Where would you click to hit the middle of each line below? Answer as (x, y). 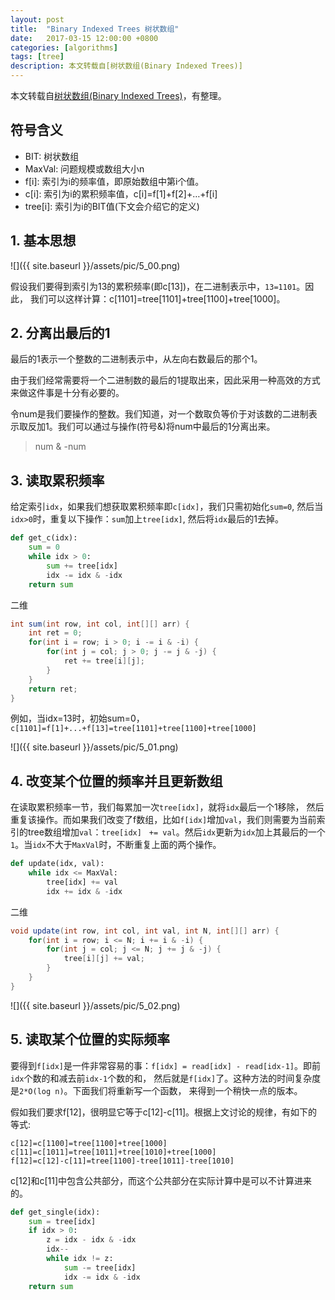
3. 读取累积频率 (57, 480)
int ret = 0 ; (55, 633)
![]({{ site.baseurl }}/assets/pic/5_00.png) (95, 265)
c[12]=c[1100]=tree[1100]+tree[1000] (89, 1143)
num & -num (60, 447)
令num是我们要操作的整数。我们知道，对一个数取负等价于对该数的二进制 (159, 414)
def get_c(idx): (44, 538)
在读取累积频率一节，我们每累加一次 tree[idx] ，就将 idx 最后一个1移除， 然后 (167, 807)
